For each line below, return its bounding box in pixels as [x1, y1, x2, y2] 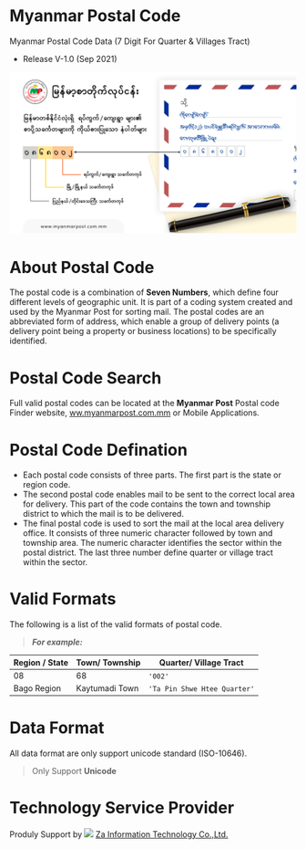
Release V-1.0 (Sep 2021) [22, 53, 117, 64]
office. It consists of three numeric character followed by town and [22, 528, 273, 539]
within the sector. [22, 557, 88, 568]
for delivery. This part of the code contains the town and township [22, 498, 271, 509]
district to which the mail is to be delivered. [22, 508, 185, 519]
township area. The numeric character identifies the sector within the [22, 538, 282, 549]
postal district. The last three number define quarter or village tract [22, 547, 273, 558]
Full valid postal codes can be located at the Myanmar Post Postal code [9, 398, 280, 409]
